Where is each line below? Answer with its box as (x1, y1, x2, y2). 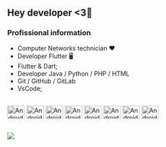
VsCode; (17, 84, 43, 92)
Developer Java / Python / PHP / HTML (17, 69, 130, 78)
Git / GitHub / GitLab (17, 76, 76, 85)
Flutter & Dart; (17, 62, 58, 70)
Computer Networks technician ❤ (17, 43, 116, 52)
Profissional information (7, 28, 91, 38)
